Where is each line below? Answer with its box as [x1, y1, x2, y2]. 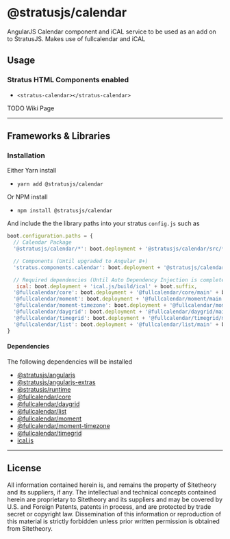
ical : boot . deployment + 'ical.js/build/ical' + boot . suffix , [16, 283, 197, 290]
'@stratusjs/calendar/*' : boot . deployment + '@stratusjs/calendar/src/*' [13, 245, 228, 253]
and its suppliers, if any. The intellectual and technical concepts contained [7, 488, 216, 496]
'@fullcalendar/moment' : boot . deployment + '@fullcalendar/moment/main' [13, 296, 225, 303]
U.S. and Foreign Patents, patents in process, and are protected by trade [7, 502, 212, 511]
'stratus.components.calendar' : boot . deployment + [13, 264, 161, 271]
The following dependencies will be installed [7, 358, 133, 366]
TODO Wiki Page [7, 104, 55, 112]
